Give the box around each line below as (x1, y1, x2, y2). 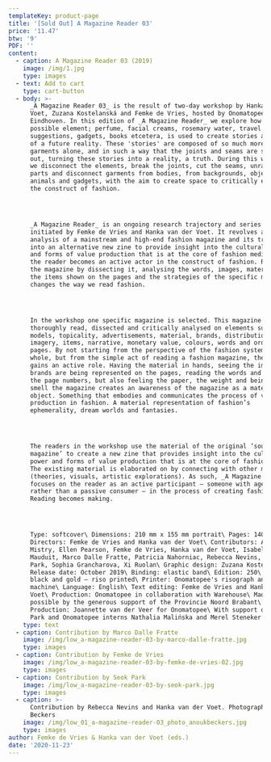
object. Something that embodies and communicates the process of (29, 391, 258, 400)
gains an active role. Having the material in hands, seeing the (29, 361, 254, 369)
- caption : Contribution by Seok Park (15, 673, 147, 681)
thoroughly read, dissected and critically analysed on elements (29, 324, 254, 332)
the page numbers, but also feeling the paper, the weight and (29, 377, 248, 385)
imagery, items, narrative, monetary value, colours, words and (29, 339, 251, 347)
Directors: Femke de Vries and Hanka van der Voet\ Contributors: (29, 538, 258, 546)
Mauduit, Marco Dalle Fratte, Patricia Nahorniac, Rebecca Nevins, (29, 553, 262, 562)
